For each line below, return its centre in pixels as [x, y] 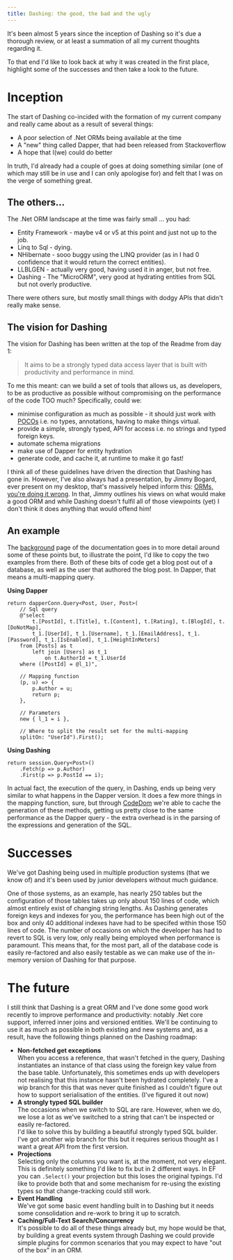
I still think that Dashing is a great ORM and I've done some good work [108, 1007]
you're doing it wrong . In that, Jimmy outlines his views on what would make [116, 494]
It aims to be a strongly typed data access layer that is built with [115, 365]
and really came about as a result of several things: [80, 124]
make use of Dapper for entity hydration [74, 451]
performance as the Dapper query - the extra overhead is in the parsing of [114, 818]
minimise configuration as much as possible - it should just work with [116, 414]
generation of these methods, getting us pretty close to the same [100, 810]
